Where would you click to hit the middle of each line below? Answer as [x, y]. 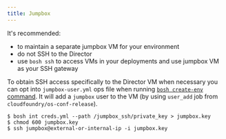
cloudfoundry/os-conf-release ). [52, 103]
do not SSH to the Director [54, 54]
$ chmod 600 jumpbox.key [43, 122]
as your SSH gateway [48, 68]
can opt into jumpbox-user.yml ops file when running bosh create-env [105, 89]
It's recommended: [34, 33]
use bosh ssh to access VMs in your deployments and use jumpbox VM [118, 61]
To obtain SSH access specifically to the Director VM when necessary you [113, 82]
